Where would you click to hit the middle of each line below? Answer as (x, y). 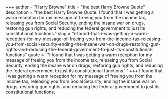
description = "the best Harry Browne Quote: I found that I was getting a (80, 12)
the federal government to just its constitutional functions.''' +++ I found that (84, 71)
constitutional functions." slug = (38, 34)
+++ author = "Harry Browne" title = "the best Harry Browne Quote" (75, 7)
